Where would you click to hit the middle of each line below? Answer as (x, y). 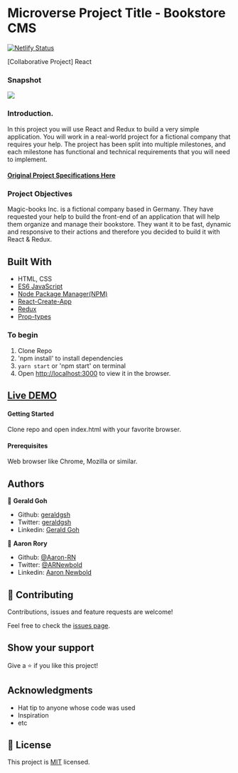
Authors (26, 483)
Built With (29, 262)
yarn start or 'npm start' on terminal (72, 366)
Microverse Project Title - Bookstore (117, 13)
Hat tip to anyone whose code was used (76, 708)
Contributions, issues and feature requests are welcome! (90, 612)
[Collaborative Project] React (50, 61)
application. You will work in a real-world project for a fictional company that (119, 136)
